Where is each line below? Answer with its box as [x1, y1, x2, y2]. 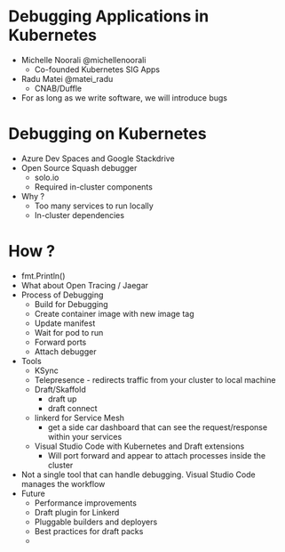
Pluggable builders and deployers [34, 516, 158, 527]
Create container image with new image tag [34, 308, 194, 319]
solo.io [34, 172, 59, 183]
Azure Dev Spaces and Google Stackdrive [20, 153, 175, 164]
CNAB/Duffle [34, 83, 82, 93]
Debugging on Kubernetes [8, 124, 207, 144]
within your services [47, 431, 123, 442]
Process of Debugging [20, 289, 104, 300]
